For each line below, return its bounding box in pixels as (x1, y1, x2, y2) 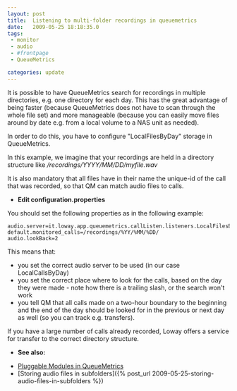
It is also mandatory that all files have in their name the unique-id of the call (7, 174, 226, 182)
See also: (17, 348, 46, 356)
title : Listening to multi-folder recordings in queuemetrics (7, 17, 197, 24)
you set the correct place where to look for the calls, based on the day (17, 275, 222, 284)
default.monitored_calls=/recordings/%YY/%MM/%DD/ (7, 228, 159, 236)
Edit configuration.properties (17, 195, 106, 204)
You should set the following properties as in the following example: (7, 209, 204, 217)
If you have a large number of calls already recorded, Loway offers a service (7, 327, 229, 335)
